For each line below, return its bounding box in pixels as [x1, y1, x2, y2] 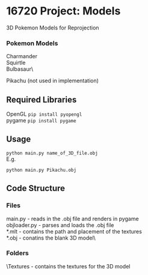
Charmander [6, 53, 38, 60]
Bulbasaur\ [6, 65, 34, 73]
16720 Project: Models [6, 4, 121, 18]
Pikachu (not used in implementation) [6, 77, 99, 85]
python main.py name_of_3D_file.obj [6, 150, 98, 156]
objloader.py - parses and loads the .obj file [6, 221, 114, 229]
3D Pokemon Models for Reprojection [6, 24, 99, 31]
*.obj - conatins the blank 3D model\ [6, 234, 96, 241]
